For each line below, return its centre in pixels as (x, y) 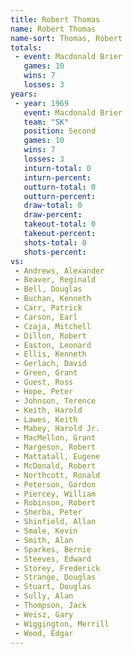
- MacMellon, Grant (55, 438)
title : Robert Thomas (55, 19)
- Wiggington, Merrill (62, 624)
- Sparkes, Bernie (53, 549)
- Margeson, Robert (55, 447)
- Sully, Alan (44, 596)
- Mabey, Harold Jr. (57, 429)
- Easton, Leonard (53, 345)
